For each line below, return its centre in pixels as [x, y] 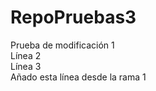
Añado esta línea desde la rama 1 [78, 77]
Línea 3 [26, 66]
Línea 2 [26, 55]
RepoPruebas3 [73, 17]
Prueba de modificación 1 [62, 45]
